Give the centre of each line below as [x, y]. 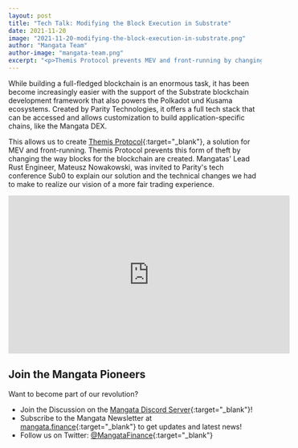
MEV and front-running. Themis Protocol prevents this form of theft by [125, 150]
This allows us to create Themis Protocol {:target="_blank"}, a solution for [129, 141]
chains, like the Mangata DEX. [58, 126]
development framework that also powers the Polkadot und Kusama [120, 100]
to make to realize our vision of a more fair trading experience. [111, 184]
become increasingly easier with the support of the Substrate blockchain [129, 92]
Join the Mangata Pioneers [77, 375]
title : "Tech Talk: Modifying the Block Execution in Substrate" [120, 23]
